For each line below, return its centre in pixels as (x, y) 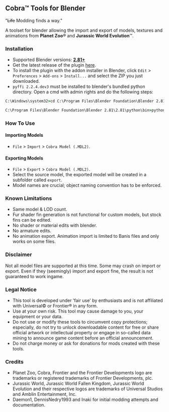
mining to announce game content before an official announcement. (83, 338)
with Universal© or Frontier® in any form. (55, 306)
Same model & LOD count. (40, 210)
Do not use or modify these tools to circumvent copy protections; (80, 322)
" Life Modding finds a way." (34, 20)
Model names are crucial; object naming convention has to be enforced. (87, 185)
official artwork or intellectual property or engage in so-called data (81, 333)
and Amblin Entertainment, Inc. (45, 394)
